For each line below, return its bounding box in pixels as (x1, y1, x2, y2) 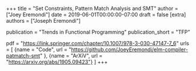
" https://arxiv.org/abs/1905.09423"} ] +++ (6, 58, 108, 65)
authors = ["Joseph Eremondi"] (6, 17, 81, 24)
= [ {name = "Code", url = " (6, 46, 71, 53)
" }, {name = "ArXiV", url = (40, 52, 103, 59)
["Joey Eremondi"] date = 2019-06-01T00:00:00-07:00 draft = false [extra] (6, 11, 186, 18)
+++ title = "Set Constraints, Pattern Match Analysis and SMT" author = (6, 5, 178, 12)
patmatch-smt (6, 52, 40, 59)
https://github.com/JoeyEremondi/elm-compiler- (71, 46, 188, 53)
